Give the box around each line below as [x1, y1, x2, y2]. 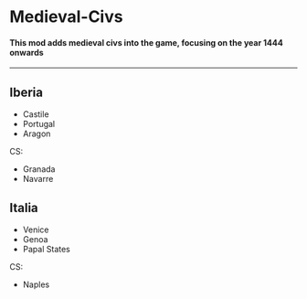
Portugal [22, 119, 56, 130]
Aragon [22, 128, 51, 139]
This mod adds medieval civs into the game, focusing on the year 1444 [9, 37, 283, 48]
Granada [22, 164, 56, 175]
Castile [22, 109, 49, 120]
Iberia [9, 84, 44, 100]
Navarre [22, 174, 54, 185]
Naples [22, 279, 50, 290]
